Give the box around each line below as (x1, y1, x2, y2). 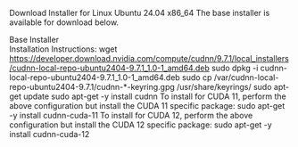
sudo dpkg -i (211, 62, 259, 73)
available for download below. (9, 17, 119, 28)
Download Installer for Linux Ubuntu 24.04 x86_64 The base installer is (9, 8, 270, 18)
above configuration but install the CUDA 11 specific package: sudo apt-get (9, 101, 286, 110)
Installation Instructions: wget (9, 44, 118, 54)
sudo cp (181, 72, 212, 83)
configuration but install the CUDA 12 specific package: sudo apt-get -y (9, 119, 272, 130)
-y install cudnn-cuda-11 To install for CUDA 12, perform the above (9, 110, 253, 120)
